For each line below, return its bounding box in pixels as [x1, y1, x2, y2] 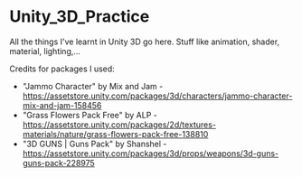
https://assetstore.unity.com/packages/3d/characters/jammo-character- [22, 90, 293, 101]
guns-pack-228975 [22, 157, 95, 168]
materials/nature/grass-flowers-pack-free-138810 [22, 128, 209, 139]
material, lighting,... [9, 45, 81, 56]
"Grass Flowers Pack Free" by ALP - [22, 109, 158, 120]
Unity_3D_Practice [9, 6, 150, 27]
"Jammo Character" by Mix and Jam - [22, 80, 164, 91]
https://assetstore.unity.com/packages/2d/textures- [22, 119, 217, 130]
